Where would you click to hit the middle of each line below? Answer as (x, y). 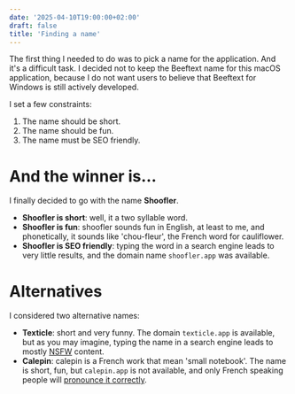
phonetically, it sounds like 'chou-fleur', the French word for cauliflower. (153, 236)
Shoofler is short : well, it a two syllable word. (105, 218)
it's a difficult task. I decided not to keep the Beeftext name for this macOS (145, 68)
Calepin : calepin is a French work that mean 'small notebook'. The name (154, 361)
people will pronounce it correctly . (85, 380)
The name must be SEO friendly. (81, 140)
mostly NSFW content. (63, 352)
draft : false (33, 26)
